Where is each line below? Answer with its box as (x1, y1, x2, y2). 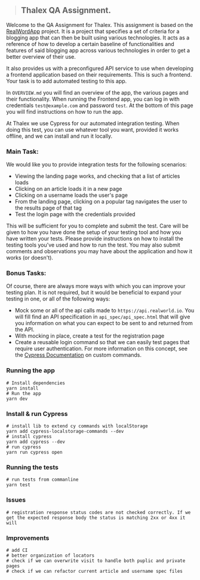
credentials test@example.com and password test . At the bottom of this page (6, 102, 193, 109)
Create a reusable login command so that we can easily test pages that (14, 339, 190, 346)
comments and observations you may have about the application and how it (6, 248, 193, 255)
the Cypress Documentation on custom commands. (14, 351, 142, 359)
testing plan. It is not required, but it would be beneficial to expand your (6, 289, 182, 296)
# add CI (6, 547, 28, 553)
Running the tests (6, 463, 59, 471)
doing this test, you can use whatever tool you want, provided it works (6, 126, 179, 133)
